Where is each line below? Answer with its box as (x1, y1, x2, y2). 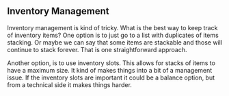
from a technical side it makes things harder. (7, 80, 132, 88)
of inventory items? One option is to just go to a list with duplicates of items (7, 31, 219, 39)
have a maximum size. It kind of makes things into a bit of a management (7, 66, 213, 74)
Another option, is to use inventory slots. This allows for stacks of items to (7, 58, 215, 67)
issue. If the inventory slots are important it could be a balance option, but (7, 73, 215, 82)
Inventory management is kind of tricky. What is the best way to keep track (7, 23, 218, 32)
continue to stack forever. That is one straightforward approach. (7, 45, 187, 53)
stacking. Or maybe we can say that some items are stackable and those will (7, 38, 223, 47)
